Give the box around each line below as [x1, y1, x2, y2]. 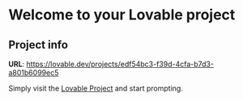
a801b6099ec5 [8, 68, 59, 78]
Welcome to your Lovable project [8, 6, 236, 24]
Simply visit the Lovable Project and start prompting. [8, 83, 184, 93]
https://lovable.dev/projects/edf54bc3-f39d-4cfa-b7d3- [26, 59, 215, 69]
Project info [8, 38, 69, 52]
